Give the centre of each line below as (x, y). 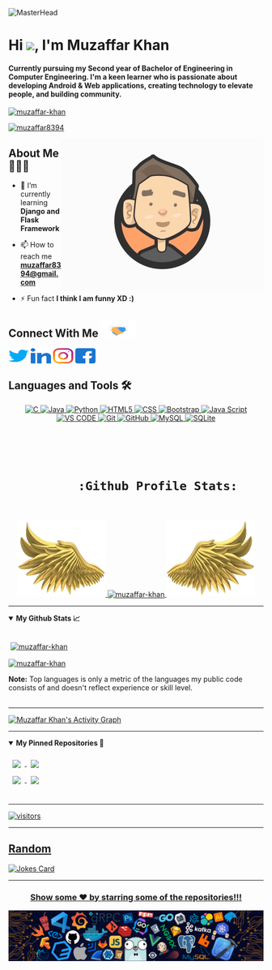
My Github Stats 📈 (48, 618)
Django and (40, 212)
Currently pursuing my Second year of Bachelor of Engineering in (121, 68)
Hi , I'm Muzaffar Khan (89, 45)
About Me (34, 153)
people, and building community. (65, 94)
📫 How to (37, 245)
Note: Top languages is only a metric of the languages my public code (125, 679)
